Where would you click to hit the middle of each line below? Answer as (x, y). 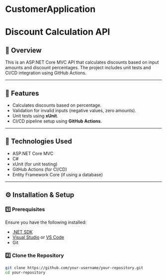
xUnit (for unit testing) (35, 164)
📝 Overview (23, 50)
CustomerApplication (50, 9)
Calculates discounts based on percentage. (57, 105)
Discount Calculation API (58, 32)
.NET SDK (23, 232)
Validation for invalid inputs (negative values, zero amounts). (74, 110)
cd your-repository (25, 273)
